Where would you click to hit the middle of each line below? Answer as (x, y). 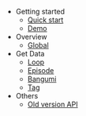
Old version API (52, 104)
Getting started (40, 12)
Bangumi (42, 79)
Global (38, 45)
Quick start (45, 20)
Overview (31, 37)
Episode (41, 70)
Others (27, 96)
